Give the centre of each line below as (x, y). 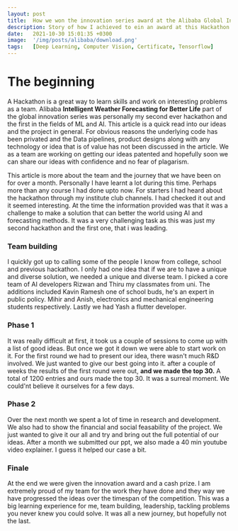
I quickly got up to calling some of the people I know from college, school (114, 262)
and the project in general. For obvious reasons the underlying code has (113, 131)
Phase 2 (22, 404)
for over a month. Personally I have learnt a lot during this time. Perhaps (112, 183)
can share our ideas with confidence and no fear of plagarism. (98, 161)
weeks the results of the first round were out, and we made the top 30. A (114, 371)
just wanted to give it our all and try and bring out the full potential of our (113, 434)
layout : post (27, 14)
